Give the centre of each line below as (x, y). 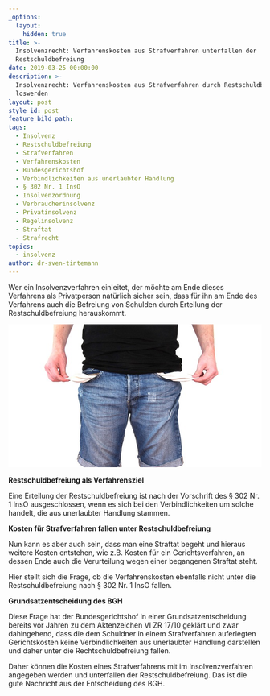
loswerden (32, 93)
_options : (25, 17)
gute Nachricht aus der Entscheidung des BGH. (87, 683)
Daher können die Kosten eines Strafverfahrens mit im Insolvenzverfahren (131, 666)
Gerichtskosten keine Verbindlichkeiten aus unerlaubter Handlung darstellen (135, 642)
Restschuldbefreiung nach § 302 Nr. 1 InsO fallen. (90, 585)
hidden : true (45, 34)
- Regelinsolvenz (45, 221)
